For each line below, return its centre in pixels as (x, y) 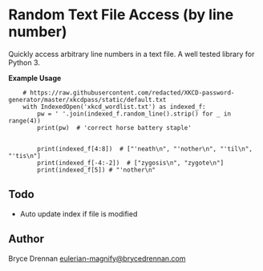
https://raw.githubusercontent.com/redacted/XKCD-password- (132, 93)
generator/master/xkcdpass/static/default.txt (87, 99)
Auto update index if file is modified (79, 213)
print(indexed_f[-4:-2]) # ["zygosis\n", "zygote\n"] (131, 163)
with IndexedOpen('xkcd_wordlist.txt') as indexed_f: (114, 107)
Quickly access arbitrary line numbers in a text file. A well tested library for (131, 54)
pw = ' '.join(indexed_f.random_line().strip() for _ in (134, 114)
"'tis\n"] (25, 156)
